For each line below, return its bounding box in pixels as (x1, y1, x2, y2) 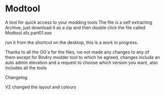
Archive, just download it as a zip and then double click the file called (5, 24, 146, 30)
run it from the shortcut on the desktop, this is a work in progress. (5, 39, 138, 45)
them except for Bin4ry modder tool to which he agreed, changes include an (5, 54, 160, 60)
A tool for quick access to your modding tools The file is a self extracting (5, 19, 153, 25)
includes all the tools (5, 65, 47, 71)
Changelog (5, 74, 28, 80)
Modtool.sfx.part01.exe (5, 30, 52, 36)
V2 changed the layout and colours (5, 84, 76, 90)
